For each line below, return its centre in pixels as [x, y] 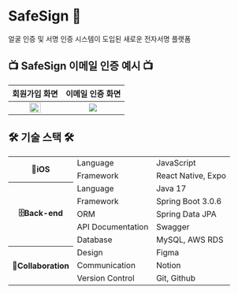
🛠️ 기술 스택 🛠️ [41, 138]
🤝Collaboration [41, 266]
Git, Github [176, 277]
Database [95, 240]
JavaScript [176, 162]
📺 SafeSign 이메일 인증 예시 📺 [81, 66]
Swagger [173, 226]
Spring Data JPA [186, 214]
